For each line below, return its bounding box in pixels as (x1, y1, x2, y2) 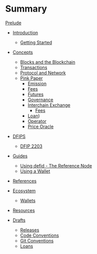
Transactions (20, 64, 47, 70)
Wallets (20, 197, 36, 203)
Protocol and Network (20, 69, 66, 76)
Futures (27, 91, 44, 97)
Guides (12, 153, 28, 159)
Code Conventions (20, 232, 59, 238)
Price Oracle (27, 123, 54, 130)
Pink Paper (20, 75, 43, 81)
